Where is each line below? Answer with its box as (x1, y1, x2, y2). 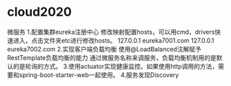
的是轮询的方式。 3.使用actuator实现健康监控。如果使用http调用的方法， (12, 62, 219, 70)
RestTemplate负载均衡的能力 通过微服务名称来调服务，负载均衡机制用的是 (7, 53, 217, 62)
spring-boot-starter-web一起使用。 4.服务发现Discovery (19, 70, 179, 79)
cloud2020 (7, 4, 72, 20)
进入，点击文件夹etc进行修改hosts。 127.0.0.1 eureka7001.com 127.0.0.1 (12, 36, 214, 45)
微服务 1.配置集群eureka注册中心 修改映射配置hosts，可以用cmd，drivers (7, 28, 215, 36)
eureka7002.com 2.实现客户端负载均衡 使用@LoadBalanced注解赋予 (7, 45, 201, 53)
